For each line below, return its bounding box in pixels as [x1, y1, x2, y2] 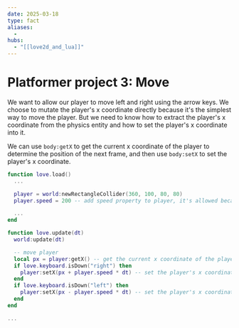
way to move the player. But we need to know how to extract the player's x [7, 113, 226, 121]
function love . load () [7, 170, 72, 178]
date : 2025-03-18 [7, 10, 59, 18]
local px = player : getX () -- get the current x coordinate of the [14, 255, 215, 262]
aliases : [7, 24, 33, 31]
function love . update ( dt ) [7, 230, 84, 237]
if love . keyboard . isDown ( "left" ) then [14, 282, 129, 289]
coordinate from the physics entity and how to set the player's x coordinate [7, 121, 228, 129]
